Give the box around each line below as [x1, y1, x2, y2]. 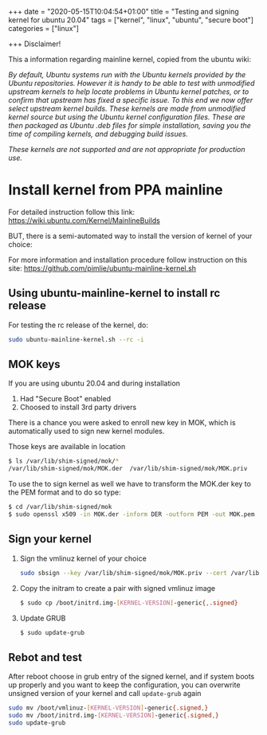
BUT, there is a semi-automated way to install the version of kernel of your [8, 231, 253, 240]
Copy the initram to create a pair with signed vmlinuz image [19, 583, 216, 592]
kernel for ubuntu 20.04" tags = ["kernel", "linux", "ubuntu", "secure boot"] [8, 15, 253, 25]
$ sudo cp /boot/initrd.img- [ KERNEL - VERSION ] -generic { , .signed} [19, 599, 238, 607]
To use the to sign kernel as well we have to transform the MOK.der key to [8, 479, 251, 489]
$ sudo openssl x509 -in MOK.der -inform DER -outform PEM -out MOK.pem [8, 510, 255, 518]
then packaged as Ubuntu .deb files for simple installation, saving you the [8, 121, 251, 130]
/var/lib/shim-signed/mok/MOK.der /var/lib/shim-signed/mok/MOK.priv [8, 465, 248, 473]
